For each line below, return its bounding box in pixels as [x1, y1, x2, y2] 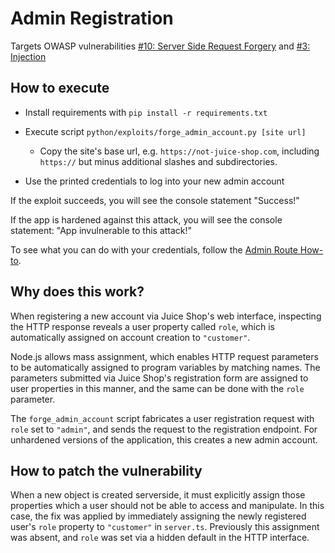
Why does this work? [10, 283, 145, 301]
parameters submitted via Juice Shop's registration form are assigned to [10, 372, 309, 384]
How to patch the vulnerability [10, 462, 203, 479]
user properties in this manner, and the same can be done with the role [10, 382, 305, 394]
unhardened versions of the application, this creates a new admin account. [10, 433, 318, 446]
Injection [10, 50, 47, 62]
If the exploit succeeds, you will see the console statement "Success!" [10, 194, 300, 206]
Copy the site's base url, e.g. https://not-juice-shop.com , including [39, 145, 320, 157]
